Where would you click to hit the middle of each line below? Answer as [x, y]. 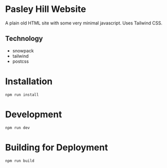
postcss [20, 61]
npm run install [22, 95]
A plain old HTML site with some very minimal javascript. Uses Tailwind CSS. [84, 23]
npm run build [20, 161]
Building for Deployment [57, 147]
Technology [24, 39]
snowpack [23, 50]
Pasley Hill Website [46, 9]
